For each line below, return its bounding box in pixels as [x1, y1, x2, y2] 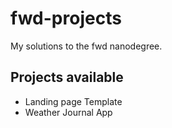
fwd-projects [10, 7, 122, 30]
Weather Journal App [24, 106, 113, 118]
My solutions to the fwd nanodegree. [10, 40, 163, 52]
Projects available [10, 69, 124, 86]
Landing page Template [24, 95, 123, 107]
